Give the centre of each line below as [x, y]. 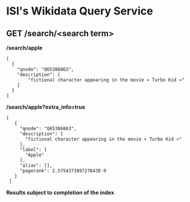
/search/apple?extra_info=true [46, 107]
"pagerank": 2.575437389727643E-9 [63, 171]
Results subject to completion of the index [60, 192]
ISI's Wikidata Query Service [80, 11]
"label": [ [33, 150]
